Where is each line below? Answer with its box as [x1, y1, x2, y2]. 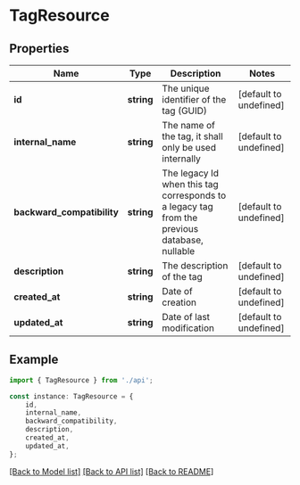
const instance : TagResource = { [9, 391, 134, 401]
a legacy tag [162, 201, 214, 212]
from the [162, 211, 198, 224]
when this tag [162, 178, 219, 190]
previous [162, 223, 199, 234]
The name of [162, 119, 216, 131]
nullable [162, 245, 196, 257]
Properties [9, 41, 70, 56]
